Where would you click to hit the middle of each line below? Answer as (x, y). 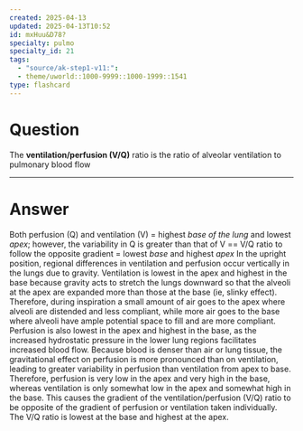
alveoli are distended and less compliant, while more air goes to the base (145, 311)
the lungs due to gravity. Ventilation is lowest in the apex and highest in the (148, 273)
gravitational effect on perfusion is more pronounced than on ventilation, (144, 359)
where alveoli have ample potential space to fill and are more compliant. (143, 321)
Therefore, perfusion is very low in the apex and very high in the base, (140, 378)
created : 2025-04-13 (48, 18)
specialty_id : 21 (42, 52)
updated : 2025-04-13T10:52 (60, 26)
